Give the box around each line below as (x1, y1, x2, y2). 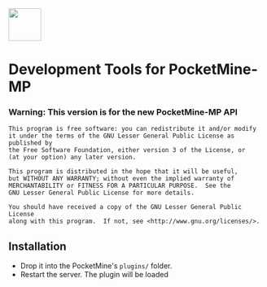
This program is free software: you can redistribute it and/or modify (8, 125, 256, 133)
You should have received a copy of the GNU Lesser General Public (8, 203, 243, 211)
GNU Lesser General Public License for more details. (8, 189, 195, 198)
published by (8, 139, 53, 147)
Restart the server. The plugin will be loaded (20, 270, 169, 280)
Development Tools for (8, 60, 166, 79)
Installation (8, 239, 67, 253)
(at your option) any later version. (8, 154, 137, 162)
